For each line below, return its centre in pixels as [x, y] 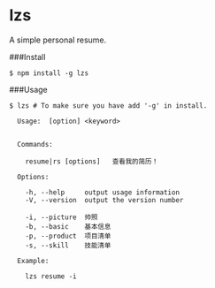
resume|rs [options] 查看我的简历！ [92, 161]
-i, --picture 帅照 [61, 217]
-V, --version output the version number [104, 200]
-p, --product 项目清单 [68, 236]
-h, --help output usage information [102, 192]
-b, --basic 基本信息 [68, 226]
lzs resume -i [51, 276]
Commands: [35, 144]
